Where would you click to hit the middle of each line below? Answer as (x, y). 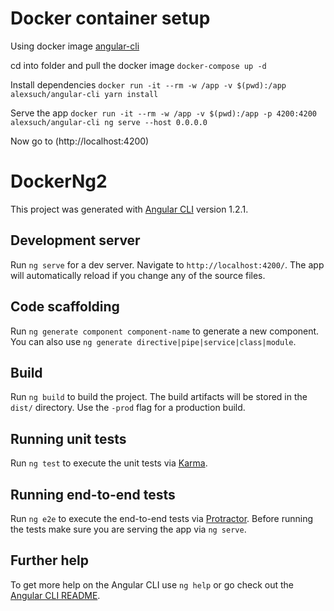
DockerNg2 (59, 181)
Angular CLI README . (55, 595)
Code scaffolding (65, 307)
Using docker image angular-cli (75, 46)
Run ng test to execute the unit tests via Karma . (109, 463)
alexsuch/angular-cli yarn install (84, 94)
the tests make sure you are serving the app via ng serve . (128, 529)
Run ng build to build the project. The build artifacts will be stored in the (159, 397)
